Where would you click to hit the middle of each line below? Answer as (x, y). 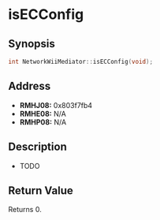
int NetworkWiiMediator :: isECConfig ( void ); (81, 62)
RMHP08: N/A (43, 122)
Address (30, 86)
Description (37, 147)
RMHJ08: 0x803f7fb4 (56, 105)
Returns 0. (25, 210)
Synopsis (32, 44)
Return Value (41, 190)
